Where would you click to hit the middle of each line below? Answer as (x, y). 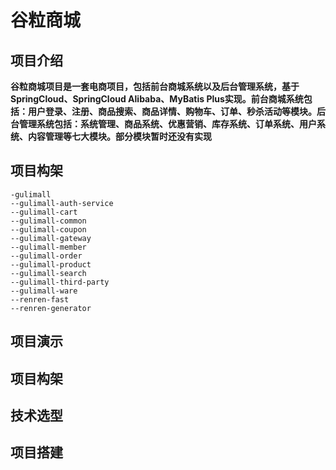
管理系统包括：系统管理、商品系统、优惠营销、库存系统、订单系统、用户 (167, 124)
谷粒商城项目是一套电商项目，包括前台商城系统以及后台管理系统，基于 (155, 86)
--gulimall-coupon (48, 229)
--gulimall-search (48, 273)
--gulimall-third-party (60, 282)
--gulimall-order (46, 256)
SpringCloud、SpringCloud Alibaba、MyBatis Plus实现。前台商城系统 (157, 99)
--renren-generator (51, 308)
